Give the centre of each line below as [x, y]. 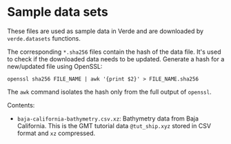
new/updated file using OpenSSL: [55, 66]
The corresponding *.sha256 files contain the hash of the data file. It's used [114, 52]
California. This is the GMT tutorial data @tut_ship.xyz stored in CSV [114, 125]
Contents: [21, 105]
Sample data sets [58, 12]
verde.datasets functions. [44, 38]
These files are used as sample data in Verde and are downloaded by [106, 31]
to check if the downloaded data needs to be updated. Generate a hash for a [116, 59]
